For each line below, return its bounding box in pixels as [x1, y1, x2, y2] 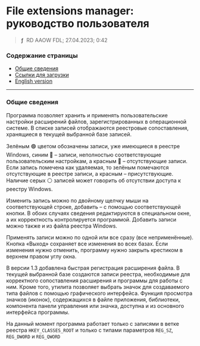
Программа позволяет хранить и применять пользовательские [6, 111, 168, 119]
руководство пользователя [6, 17, 150, 30]
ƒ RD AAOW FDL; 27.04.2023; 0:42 [20, 36, 108, 43]
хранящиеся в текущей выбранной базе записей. [6, 130, 132, 138]
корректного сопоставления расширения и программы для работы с [6, 277, 183, 284]
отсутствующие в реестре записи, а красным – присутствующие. [6, 170, 174, 177]
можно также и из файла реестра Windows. [6, 222, 118, 229]
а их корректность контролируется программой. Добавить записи [6, 216, 177, 223]
